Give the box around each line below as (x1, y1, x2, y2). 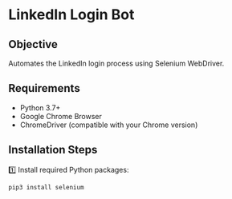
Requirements (8, 82, 80, 95)
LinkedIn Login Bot (8, 6, 135, 24)
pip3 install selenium (8, 183, 84, 191)
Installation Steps (8, 143, 98, 157)
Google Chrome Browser (19, 111, 103, 121)
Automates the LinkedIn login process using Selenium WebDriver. (8, 58, 225, 68)
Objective (8, 38, 59, 51)
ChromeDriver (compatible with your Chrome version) (19, 120, 198, 129)
